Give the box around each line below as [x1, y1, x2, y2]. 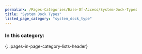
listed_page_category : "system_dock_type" [5, 16, 92, 21]
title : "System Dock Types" [5, 12, 62, 17]
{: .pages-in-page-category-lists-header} [5, 43, 88, 49]
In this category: [5, 32, 45, 39]
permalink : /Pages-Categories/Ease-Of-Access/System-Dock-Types [5, 7, 138, 12]
